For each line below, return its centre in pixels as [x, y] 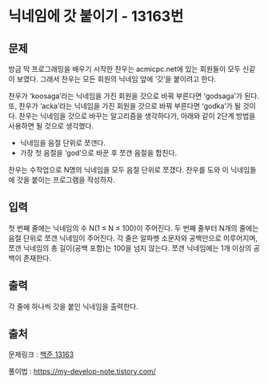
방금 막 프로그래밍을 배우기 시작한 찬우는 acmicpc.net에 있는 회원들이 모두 [125, 69]
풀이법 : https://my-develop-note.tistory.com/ [82, 371]
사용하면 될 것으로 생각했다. [51, 126]
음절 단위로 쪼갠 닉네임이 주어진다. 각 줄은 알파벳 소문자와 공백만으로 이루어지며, [133, 238]
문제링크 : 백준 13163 [41, 354]
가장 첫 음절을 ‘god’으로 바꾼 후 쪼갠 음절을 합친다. [98, 153]
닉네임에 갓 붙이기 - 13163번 [96, 16]
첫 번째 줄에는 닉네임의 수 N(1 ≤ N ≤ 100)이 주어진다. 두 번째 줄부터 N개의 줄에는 [134, 228]
